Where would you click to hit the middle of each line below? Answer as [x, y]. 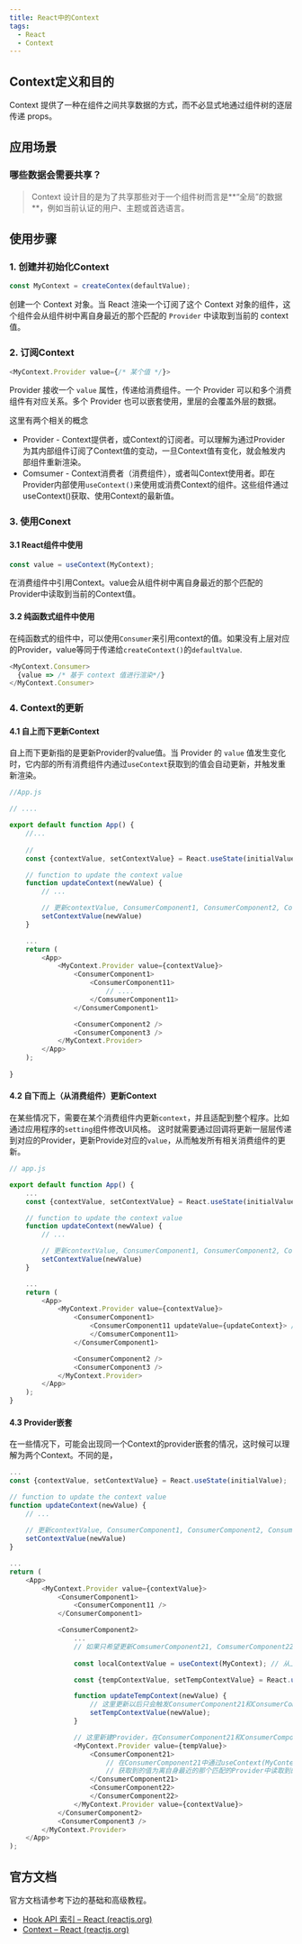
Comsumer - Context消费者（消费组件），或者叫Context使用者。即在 [149, 473]
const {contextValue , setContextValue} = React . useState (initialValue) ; [148, 1481]
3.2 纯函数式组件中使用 [52, 616]
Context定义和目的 [62, 82]
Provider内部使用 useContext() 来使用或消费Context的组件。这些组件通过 [155, 485]
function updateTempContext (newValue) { [150, 1696]
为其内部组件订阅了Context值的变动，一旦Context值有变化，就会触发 [150, 451]
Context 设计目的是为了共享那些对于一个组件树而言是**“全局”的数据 [157, 196]
